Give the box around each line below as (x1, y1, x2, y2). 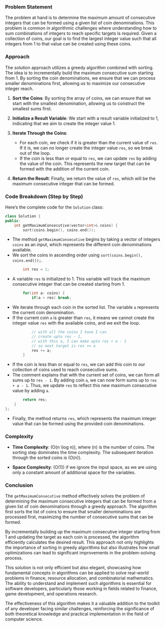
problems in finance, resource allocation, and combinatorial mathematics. (5, 575, 154, 581)
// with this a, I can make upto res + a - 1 (31, 338, 127, 344)
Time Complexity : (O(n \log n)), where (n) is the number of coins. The (12, 444, 155, 450)
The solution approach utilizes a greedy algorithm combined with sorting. (5, 64, 154, 70)
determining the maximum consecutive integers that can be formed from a (5, 498, 156, 504)
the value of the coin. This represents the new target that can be (19, 161, 150, 167)
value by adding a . (12, 388, 50, 394)
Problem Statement (5, 3, 53, 10)
